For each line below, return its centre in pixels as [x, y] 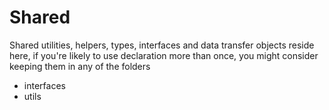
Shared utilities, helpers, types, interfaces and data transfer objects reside [162, 45]
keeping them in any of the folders [80, 66]
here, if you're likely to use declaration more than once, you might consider [164, 55]
